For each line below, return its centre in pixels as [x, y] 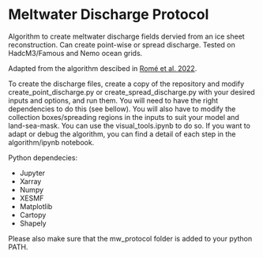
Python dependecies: [43, 157]
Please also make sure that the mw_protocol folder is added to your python [130, 238]
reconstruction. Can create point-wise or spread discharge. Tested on [122, 44]
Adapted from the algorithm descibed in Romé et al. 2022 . [103, 68]
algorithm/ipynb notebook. [51, 142]
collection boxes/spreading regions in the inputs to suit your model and [124, 117]
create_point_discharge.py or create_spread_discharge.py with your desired [131, 92]
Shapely [33, 223]
